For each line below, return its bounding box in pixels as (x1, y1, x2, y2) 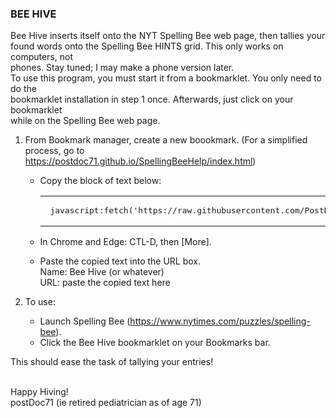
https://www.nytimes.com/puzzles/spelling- (129, 315, 311, 327)
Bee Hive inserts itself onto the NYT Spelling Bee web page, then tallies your (10, 30, 326, 42)
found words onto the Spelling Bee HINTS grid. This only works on (10, 40, 284, 52)
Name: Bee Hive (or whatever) (39, 266, 165, 278)
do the (10, 83, 37, 95)
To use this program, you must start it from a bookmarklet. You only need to (10, 72, 323, 84)
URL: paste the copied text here (39, 277, 171, 289)
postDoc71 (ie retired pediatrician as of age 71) (10, 397, 202, 409)
